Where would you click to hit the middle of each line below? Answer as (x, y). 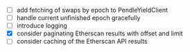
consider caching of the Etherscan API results (82, 42)
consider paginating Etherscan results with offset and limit (100, 33)
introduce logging (42, 26)
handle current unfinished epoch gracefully (78, 18)
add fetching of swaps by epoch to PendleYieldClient (92, 10)
